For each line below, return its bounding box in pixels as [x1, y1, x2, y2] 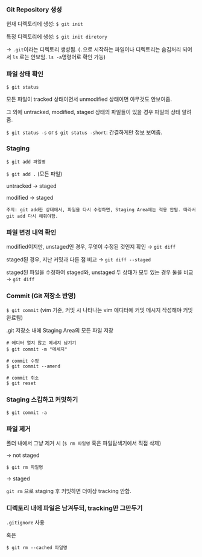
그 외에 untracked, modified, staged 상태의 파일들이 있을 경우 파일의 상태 [6, 108, 181, 115]
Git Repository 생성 [6, 5, 62, 13]
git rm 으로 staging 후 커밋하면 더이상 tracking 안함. [6, 488, 131, 495]
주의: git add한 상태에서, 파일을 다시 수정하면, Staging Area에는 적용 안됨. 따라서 [6, 206, 196, 212]
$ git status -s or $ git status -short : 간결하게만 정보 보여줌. [6, 129, 163, 136]
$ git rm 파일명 [6, 465, 43, 471]
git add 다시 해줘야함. [6, 213, 58, 219]
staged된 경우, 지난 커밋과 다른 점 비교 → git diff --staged [6, 256, 151, 263]
